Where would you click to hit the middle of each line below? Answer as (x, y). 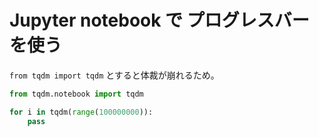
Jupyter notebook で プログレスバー (159, 20)
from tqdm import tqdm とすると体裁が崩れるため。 (114, 75)
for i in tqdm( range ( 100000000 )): (81, 112)
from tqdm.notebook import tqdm (76, 94)
